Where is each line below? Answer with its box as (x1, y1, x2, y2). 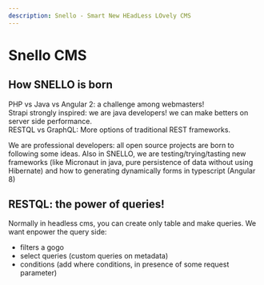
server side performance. (8, 116, 92, 126)
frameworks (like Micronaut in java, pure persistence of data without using (8, 157, 254, 167)
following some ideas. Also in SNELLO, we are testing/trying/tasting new (8, 149, 246, 159)
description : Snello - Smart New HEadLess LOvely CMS (8, 11, 192, 20)
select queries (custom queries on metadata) (19, 251, 169, 261)
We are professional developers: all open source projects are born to (8, 140, 234, 150)
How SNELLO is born (8, 78, 114, 92)
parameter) (19, 268, 58, 278)
